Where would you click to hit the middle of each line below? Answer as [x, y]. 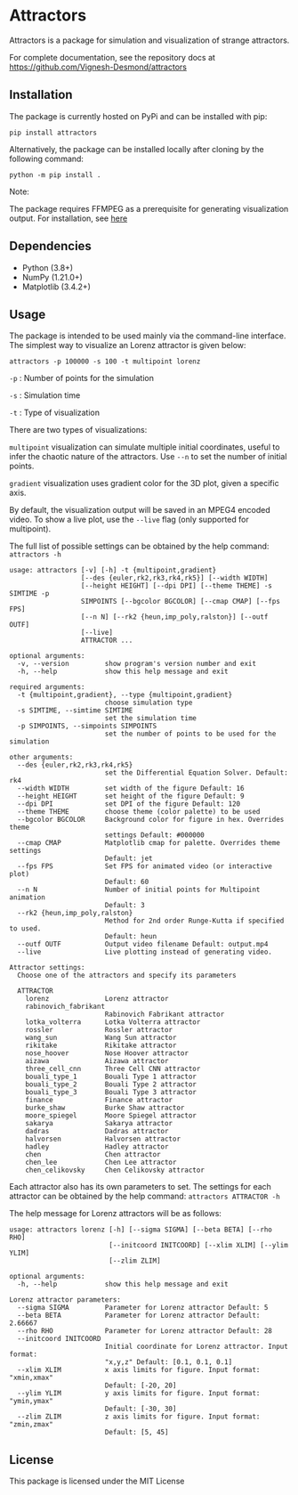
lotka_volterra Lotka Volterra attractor [113, 1022]
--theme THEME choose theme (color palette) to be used [139, 812]
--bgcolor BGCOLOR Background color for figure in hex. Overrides [151, 820]
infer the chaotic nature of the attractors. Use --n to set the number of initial [148, 457]
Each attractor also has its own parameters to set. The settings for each [140, 1187]
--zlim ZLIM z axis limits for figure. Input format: [139, 1417]
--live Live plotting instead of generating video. [145, 952]
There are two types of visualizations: [78, 430]
